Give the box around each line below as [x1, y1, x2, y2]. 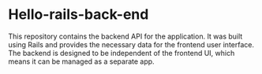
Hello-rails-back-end [8, 6, 149, 24]
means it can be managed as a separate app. [8, 57, 155, 66]
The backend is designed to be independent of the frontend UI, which [8, 48, 235, 57]
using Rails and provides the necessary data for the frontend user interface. [8, 39, 255, 49]
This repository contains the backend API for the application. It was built [8, 31, 243, 41]
